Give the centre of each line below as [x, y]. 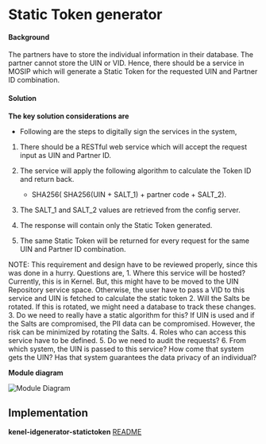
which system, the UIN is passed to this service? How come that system [126, 349]
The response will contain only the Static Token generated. [116, 225]
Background [29, 37]
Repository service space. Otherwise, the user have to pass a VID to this [127, 290]
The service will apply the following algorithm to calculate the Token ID [135, 170]
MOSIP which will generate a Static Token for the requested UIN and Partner [133, 71]
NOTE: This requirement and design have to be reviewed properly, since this [133, 264]
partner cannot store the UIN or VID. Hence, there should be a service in [126, 63]
